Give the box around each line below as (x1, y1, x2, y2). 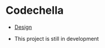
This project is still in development (14, 35, 100, 42)
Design (14, 23, 32, 31)
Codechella (5, 4, 64, 17)
